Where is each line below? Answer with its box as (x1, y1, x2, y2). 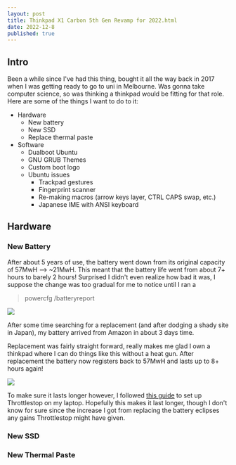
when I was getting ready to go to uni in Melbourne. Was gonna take (7, 82, 205, 91)
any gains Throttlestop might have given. (7, 413, 126, 422)
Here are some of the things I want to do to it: (7, 97, 139, 106)
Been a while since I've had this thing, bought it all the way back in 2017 (7, 75, 215, 83)
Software (17, 141, 44, 149)
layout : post (7, 10, 46, 18)
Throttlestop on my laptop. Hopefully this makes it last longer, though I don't (7, 398, 228, 407)
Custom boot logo (27, 163, 81, 172)
